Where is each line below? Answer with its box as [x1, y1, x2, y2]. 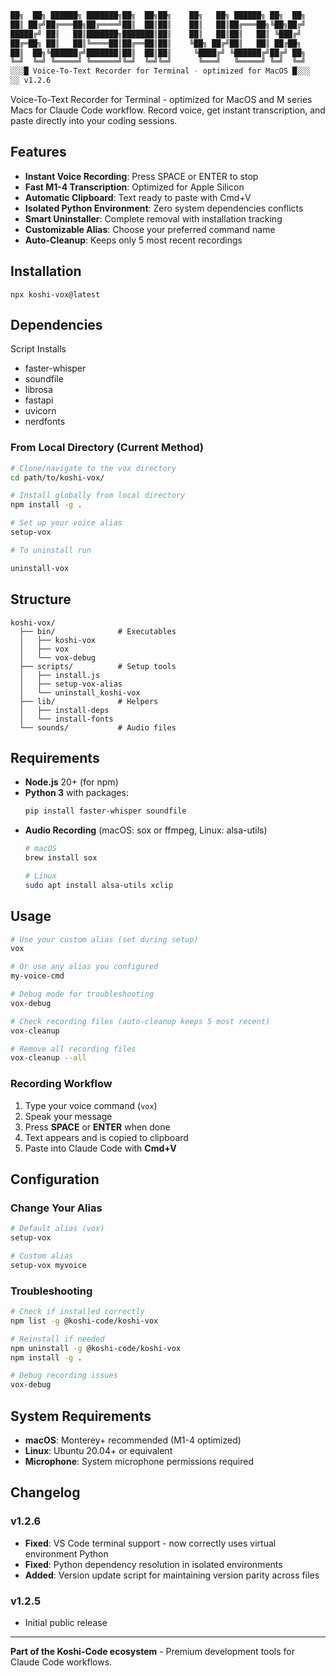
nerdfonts [24, 416, 66, 428]
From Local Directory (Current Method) [10, 441, 204, 455]
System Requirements [10, 1407, 152, 1425]
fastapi [24, 394, 54, 406]
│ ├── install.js [19, 670, 101, 680]
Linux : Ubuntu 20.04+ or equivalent [24, 1445, 173, 1457]
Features [10, 144, 67, 161]
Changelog [10, 1484, 81, 1501]
